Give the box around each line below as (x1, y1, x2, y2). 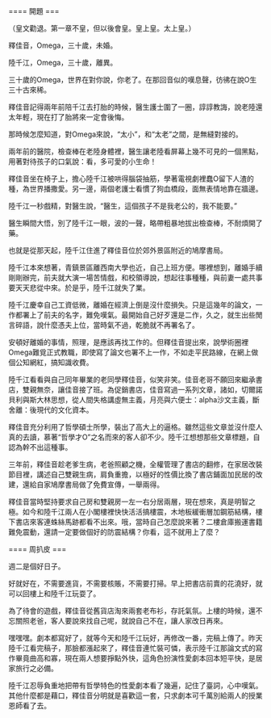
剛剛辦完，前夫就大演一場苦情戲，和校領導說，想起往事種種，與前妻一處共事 (8, 273, 263, 282)
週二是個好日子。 (8, 561, 65, 571)
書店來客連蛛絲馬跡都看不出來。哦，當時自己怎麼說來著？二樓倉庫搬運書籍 (15, 517, 263, 527)
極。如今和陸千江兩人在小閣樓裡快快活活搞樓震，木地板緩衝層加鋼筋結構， (8, 507, 256, 516)
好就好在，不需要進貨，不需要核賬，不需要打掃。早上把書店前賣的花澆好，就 (8, 579, 263, 588)
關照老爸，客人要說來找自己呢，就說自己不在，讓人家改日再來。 (15, 616, 227, 625)
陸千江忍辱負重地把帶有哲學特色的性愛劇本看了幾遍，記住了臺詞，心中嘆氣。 (8, 681, 263, 690)
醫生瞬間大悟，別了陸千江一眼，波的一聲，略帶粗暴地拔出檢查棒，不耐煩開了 (8, 218, 263, 228)
